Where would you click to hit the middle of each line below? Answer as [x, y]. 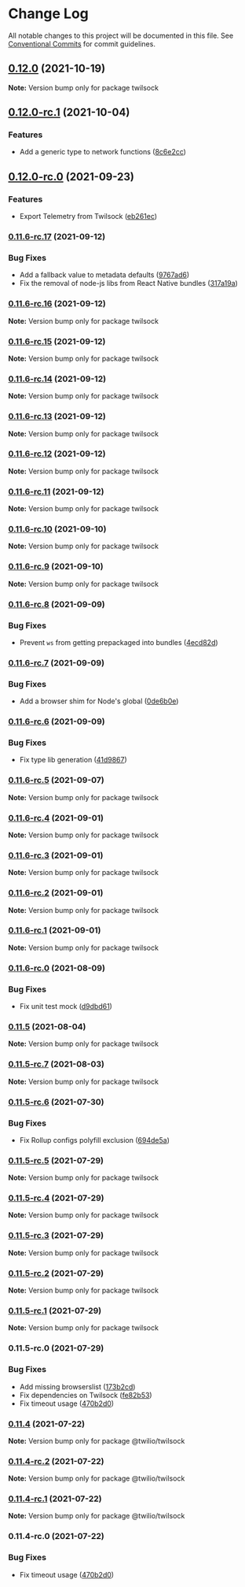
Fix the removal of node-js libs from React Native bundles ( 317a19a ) [128, 284]
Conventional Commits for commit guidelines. [82, 43]
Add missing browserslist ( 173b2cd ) [77, 1386]
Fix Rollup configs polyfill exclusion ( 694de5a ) [95, 1140]
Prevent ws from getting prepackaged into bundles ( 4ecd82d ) [119, 642]
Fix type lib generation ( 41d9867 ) [73, 760]
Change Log [48, 14]
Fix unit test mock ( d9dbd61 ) [66, 1007]
